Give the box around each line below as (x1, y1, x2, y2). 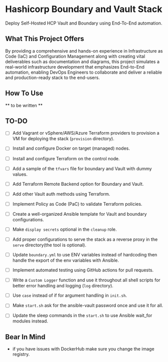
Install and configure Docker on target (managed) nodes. (12, 145, 130, 151)
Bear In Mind (5, 332, 46, 341)
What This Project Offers (5, 35, 84, 43)
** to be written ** (5, 102, 43, 108)
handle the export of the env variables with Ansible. (12, 257, 119, 263)
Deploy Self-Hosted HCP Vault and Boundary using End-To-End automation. (5, 20, 162, 26)
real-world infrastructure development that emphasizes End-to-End (5, 64, 144, 70)
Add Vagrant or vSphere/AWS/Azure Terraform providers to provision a (12, 130, 159, 136)
